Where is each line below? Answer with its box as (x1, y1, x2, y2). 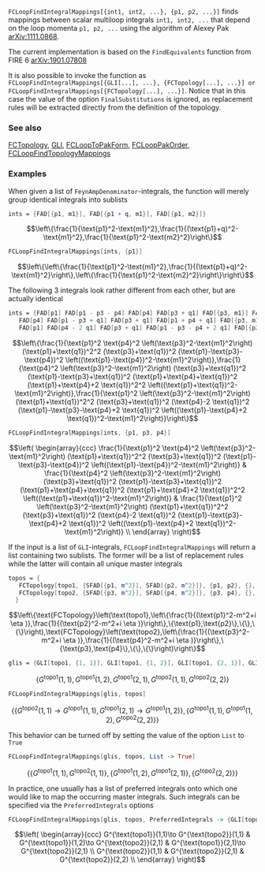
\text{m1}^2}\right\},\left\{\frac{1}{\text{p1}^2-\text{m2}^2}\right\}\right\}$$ (11, 270, 254, 280)
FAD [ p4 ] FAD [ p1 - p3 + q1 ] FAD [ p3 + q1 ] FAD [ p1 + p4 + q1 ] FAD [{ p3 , (18, 317, 249, 325)
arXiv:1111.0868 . (8, 32, 59, 41)
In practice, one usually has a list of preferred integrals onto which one (8, 784, 238, 793)
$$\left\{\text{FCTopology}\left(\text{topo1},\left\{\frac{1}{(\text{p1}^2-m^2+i (9, 610, 256, 620)
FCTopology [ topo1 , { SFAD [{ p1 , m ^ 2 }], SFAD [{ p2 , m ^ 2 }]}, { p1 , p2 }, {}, (18, 581, 256, 590)
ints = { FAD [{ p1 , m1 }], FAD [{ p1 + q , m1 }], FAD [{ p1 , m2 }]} (8, 210, 207, 218)
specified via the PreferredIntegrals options (8, 800, 154, 810)
